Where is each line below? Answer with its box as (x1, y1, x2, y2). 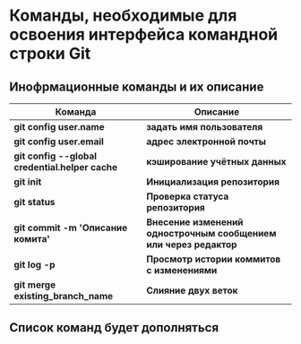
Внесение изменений (146, 216, 244, 228)
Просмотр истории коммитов (146, 253, 281, 265)
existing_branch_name (13, 290, 114, 302)
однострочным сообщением (146, 228, 277, 239)
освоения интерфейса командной (9, 24, 279, 45)
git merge (13, 279, 56, 291)
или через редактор (146, 238, 237, 251)
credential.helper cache (13, 161, 118, 173)
